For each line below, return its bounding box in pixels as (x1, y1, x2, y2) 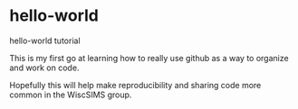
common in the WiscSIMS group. (9, 89, 132, 100)
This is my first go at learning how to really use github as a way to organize (9, 52, 289, 63)
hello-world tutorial (9, 35, 81, 46)
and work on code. (9, 62, 80, 73)
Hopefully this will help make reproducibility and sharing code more (9, 79, 262, 90)
